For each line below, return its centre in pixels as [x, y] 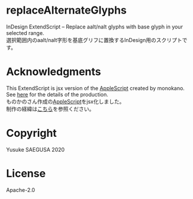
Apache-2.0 [21, 190]
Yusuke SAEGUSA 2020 [36, 149]
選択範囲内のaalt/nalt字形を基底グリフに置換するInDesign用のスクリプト [94, 40]
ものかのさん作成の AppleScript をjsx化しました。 [65, 101]
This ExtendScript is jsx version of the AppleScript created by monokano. [95, 88]
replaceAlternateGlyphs [67, 10]
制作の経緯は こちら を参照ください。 [50, 109]
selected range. [25, 33]
